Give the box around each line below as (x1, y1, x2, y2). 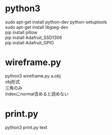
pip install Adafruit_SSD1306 (5, 35, 62, 40)
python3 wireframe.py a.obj (5, 73, 61, 78)
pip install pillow (5, 29, 38, 35)
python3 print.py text (5, 124, 47, 130)
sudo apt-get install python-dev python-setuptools (5, 19, 108, 25)
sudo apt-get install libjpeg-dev (5, 24, 68, 30)
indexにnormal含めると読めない (5, 91, 69, 96)
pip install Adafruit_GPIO (5, 39, 54, 45)
